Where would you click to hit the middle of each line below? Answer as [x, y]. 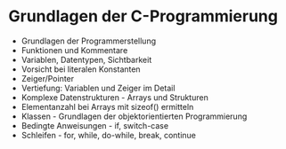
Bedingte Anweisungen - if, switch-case [95, 125]
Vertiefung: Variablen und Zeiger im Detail [98, 88]
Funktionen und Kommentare [74, 50]
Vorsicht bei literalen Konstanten [81, 69]
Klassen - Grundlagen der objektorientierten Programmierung [134, 116]
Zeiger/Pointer [48, 78]
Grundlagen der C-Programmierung [143, 16]
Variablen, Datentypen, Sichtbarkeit [86, 59]
